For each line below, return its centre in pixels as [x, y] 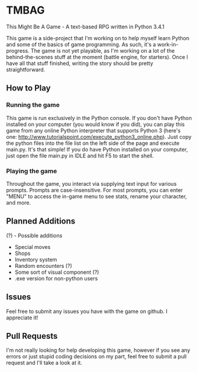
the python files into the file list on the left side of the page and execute [93, 143]
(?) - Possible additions [34, 235]
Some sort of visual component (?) [57, 272]
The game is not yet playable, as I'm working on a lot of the [103, 50]
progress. [18, 50]
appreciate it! [22, 318]
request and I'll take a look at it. [44, 363]
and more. [19, 202]
